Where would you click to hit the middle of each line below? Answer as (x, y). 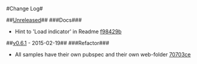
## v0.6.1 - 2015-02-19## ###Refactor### (58, 43)
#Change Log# (24, 9)
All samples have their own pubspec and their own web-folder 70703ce (103, 55)
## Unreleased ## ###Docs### (44, 20)
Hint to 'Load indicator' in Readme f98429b (68, 31)
